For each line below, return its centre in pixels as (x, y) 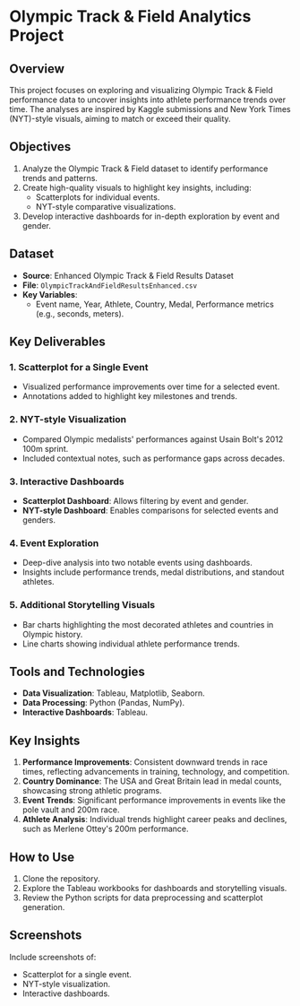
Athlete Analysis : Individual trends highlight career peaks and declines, (154, 820)
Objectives (40, 147)
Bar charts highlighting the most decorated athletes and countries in (148, 624)
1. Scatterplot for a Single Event (79, 367)
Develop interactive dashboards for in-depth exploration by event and (151, 216)
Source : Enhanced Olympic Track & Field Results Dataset (128, 275)
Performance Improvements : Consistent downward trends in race (145, 762)
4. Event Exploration (54, 542)
